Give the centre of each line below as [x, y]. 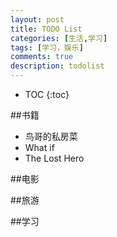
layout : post [37, 19]
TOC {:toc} [47, 94]
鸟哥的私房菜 [51, 136]
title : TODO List [46, 29]
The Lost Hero [54, 158]
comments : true [42, 57]
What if [39, 147]
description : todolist [57, 66]
